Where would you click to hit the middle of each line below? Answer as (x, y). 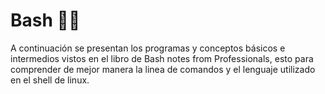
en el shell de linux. (50, 80)
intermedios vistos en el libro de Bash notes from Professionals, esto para (162, 58)
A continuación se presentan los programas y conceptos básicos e (148, 48)
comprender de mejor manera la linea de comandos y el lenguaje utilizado (163, 69)
